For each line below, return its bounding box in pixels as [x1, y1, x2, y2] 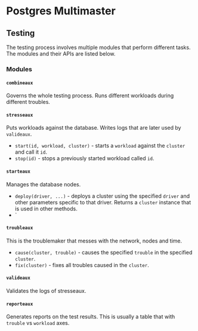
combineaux [6, 79, 33, 86]
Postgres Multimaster [6, 4, 116, 18]
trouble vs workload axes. [6, 320, 70, 327]
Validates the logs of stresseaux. [6, 287, 86, 294]
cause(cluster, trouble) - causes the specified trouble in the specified [14, 249, 193, 256]
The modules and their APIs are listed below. [6, 50, 116, 57]
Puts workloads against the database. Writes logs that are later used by [6, 124, 181, 131]
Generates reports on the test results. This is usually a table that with [6, 313, 175, 320]
